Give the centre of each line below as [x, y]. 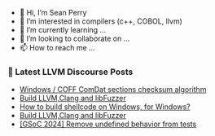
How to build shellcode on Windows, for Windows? [105, 107]
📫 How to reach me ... [57, 48]
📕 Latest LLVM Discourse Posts [70, 72]
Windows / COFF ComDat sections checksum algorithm [113, 90]
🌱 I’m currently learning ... [63, 30]
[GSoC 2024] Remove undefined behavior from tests [108, 124]
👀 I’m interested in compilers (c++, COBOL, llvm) [101, 21]
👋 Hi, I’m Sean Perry [53, 13]
